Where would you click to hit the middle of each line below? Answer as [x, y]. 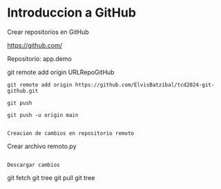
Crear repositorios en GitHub [48, 32]
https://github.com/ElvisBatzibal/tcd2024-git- [145, 84]
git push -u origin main [43, 115]
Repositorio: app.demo [40, 58]
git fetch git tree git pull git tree [51, 177]
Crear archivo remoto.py [42, 146]
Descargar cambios [33, 165]
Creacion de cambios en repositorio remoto [71, 133]
